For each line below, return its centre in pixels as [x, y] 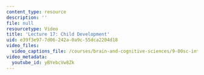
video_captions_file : [39, 51]
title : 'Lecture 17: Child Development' [58, 34]
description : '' [27, 18]
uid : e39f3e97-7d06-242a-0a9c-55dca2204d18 [62, 40]
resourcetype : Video [32, 29]
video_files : [23, 46]
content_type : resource [36, 12]
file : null [20, 23]
